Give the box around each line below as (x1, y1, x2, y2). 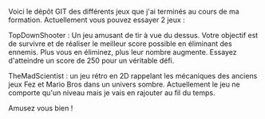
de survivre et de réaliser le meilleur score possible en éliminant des (8, 39, 233, 48)
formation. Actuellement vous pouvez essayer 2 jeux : (8, 15, 185, 25)
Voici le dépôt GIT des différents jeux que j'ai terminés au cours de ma (8, 7, 239, 16)
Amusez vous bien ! (8, 103, 73, 113)
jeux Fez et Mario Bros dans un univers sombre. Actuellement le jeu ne (8, 79, 241, 89)
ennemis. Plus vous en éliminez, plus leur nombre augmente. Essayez (8, 48, 237, 56)
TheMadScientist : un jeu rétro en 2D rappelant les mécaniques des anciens (8, 71, 258, 80)
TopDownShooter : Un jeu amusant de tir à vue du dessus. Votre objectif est (8, 31, 259, 40)
